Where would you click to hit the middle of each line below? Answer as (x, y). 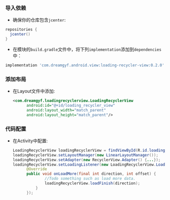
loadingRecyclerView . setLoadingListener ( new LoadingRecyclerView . (84, 165)
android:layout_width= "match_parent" (66, 110)
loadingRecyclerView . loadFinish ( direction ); (93, 183)
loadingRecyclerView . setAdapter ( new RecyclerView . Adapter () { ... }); (87, 160)
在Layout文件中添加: (34, 91)
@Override (37, 169)
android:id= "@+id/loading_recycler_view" (71, 105)
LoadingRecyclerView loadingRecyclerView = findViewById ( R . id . (81, 150)
